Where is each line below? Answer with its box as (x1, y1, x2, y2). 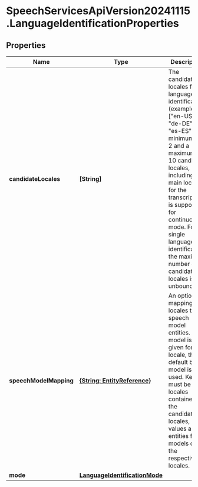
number (168, 260, 190, 268)
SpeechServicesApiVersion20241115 (6, 4, 190, 18)
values (168, 424, 187, 433)
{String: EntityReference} (79, 376, 151, 385)
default (168, 358, 189, 366)
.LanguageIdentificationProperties (6, 17, 180, 30)
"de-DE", (168, 119, 194, 128)
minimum (168, 134, 194, 142)
